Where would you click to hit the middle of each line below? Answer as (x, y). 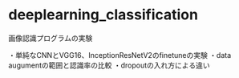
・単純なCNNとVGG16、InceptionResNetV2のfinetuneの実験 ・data (120, 55)
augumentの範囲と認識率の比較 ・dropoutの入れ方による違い (109, 65)
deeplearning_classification (103, 15)
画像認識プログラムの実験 (51, 38)
